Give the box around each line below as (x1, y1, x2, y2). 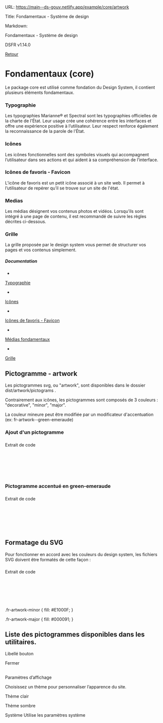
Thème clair (5, 693, 29, 699)
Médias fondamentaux (5, 336, 50, 342)
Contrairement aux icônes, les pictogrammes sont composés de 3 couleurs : (5, 397, 158, 403)
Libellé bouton (5, 651, 34, 657)
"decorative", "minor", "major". (5, 402, 67, 408)
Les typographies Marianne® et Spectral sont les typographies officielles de (5, 113, 157, 119)
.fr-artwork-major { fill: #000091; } (5, 616, 74, 622)
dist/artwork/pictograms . (5, 388, 56, 393)
